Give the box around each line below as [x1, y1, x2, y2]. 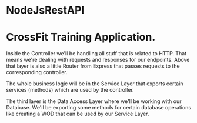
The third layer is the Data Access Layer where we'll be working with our [6, 98, 182, 105]
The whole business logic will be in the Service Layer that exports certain [6, 80, 183, 87]
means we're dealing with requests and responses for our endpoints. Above [6, 56, 190, 64]
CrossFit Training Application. [6, 31, 156, 44]
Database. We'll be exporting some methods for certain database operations [6, 104, 192, 111]
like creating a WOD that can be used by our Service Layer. [6, 110, 149, 118]
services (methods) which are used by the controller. [6, 87, 134, 94]
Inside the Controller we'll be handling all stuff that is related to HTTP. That [6, 50, 187, 57]
